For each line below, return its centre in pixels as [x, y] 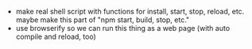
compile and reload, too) [56, 36]
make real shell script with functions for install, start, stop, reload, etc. [130, 11]
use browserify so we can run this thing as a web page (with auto [123, 28]
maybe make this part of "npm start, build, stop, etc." [103, 20]
